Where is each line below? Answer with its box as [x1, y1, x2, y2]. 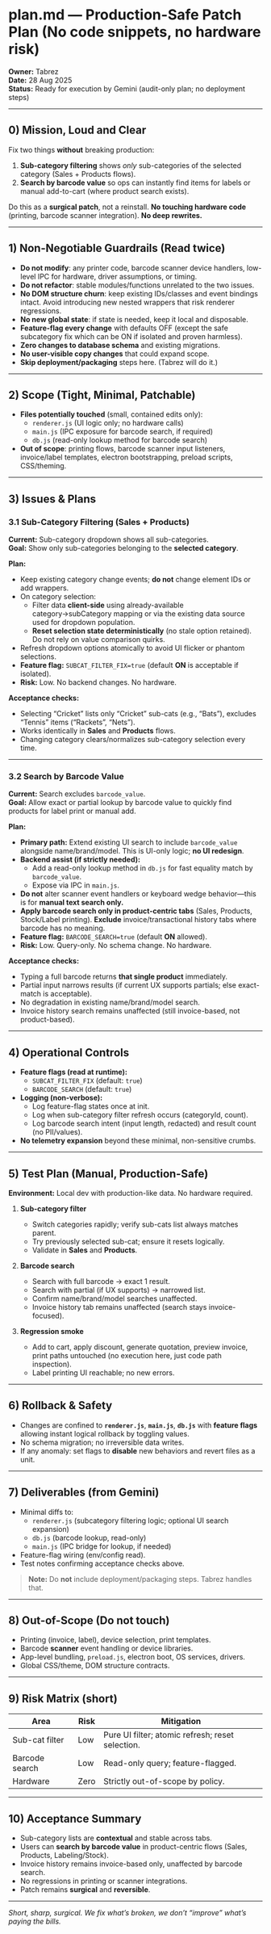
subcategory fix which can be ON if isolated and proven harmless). [19, 331, 244, 341]
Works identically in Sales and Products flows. [19, 726, 176, 736]
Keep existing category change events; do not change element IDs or [19, 575, 252, 585]
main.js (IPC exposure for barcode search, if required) [31, 426, 214, 437]
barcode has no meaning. [19, 923, 106, 933]
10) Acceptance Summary [8, 1811, 142, 1826]
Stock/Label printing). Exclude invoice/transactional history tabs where [19, 915, 256, 925]
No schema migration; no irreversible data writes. [19, 1437, 185, 1447]
